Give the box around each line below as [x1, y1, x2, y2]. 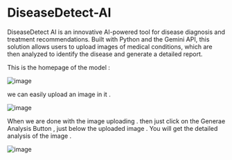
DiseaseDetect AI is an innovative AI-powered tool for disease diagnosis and [7, 28, 225, 36]
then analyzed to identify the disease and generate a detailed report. [7, 50, 203, 58]
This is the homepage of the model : [7, 63, 111, 71]
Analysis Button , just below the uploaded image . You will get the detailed [7, 124, 218, 132]
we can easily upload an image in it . [7, 90, 111, 98]
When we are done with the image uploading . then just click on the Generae [7, 116, 226, 125]
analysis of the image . [7, 132, 72, 140]
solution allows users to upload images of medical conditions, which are [7, 42, 213, 51]
